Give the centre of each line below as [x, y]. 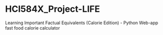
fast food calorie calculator [33, 28]
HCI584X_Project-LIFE [53, 9]
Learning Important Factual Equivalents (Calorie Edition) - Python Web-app [82, 23]
